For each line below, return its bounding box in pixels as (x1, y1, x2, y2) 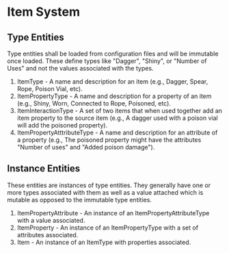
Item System (7, 4, 81, 20)
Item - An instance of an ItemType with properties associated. (16, 238, 191, 246)
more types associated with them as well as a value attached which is (7, 188, 204, 196)
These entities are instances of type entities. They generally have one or (7, 181, 211, 189)
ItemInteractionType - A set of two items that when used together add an (16, 107, 222, 115)
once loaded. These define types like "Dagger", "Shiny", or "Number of (7, 57, 207, 65)
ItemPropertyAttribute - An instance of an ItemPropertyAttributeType (16, 208, 210, 217)
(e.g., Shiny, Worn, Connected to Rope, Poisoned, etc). (16, 99, 171, 107)
